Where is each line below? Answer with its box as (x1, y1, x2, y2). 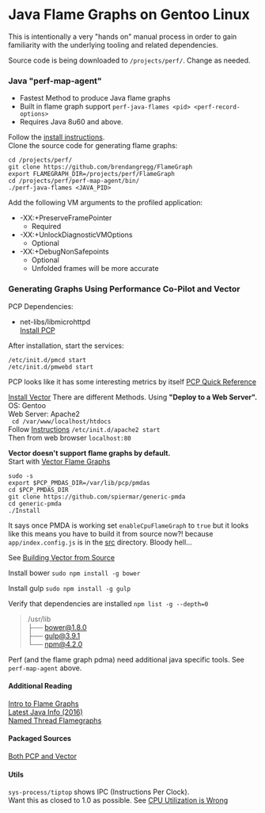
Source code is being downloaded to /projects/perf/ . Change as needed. (8, 55, 251, 65)
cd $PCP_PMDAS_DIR (8, 486, 69, 494)
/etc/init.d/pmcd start (8, 356, 87, 364)
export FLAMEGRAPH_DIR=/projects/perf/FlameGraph (8, 170, 176, 178)
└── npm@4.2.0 (27, 639, 83, 649)
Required (31, 222, 62, 231)
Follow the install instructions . (8, 132, 105, 142)
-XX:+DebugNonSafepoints (19, 247, 109, 257)
